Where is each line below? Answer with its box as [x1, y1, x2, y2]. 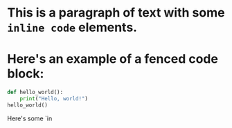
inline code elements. [7, 19, 137, 35]
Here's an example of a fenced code [7, 51, 218, 67]
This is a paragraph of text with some [7, 5, 225, 21]
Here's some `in [7, 114, 53, 122]
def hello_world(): [7, 89, 64, 96]
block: [7, 66, 44, 82]
